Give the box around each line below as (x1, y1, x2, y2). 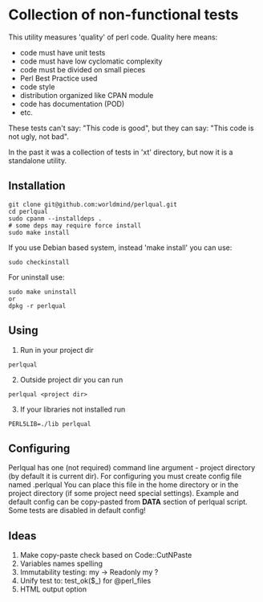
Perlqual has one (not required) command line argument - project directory (8, 463, 256, 473)
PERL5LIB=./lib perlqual (8, 420, 91, 428)
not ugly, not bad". (8, 131, 70, 141)
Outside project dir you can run (19, 375, 123, 384)
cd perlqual (8, 207, 48, 215)
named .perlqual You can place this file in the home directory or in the (8, 480, 239, 489)
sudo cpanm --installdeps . (8, 215, 103, 223)
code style (19, 82, 55, 92)
